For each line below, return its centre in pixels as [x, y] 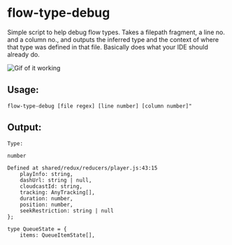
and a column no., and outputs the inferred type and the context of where [113, 39]
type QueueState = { [37, 229]
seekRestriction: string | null [67, 211]
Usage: [23, 90]
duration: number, [46, 198]
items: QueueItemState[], [58, 235]
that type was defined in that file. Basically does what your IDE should [108, 47]
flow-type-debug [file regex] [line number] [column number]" [100, 106]
